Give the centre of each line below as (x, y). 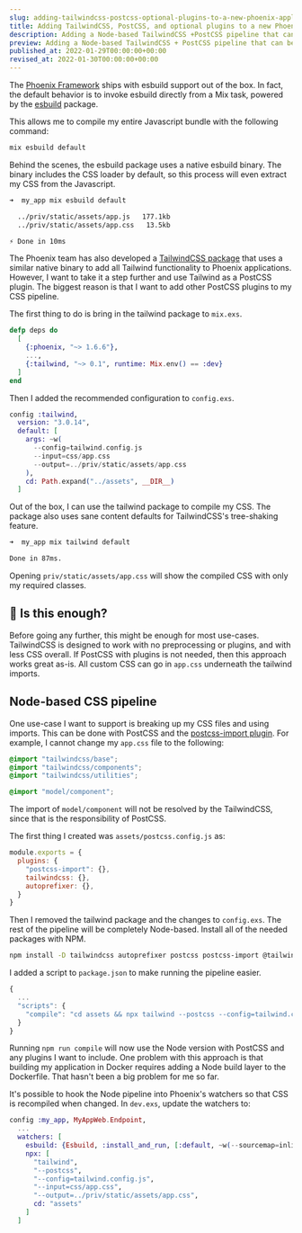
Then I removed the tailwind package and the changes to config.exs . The (145, 920)
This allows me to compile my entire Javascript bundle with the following (144, 121)
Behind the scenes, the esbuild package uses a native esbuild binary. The (146, 165)
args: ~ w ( (44, 440)
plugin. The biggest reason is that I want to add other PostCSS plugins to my (151, 287)
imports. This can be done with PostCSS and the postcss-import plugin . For (149, 733)
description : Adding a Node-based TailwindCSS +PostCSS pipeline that (144, 34)
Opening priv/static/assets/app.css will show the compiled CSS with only (149, 576)
